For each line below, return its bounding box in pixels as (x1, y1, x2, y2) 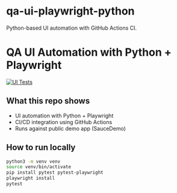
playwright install (6, 175, 55, 182)
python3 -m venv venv (6, 159, 61, 165)
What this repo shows (6, 96, 90, 106)
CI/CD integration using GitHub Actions (14, 118, 113, 125)
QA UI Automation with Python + (6, 45, 172, 59)
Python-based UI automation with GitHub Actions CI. (6, 24, 137, 31)
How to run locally (6, 142, 76, 152)
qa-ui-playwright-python (6, 4, 135, 18)
